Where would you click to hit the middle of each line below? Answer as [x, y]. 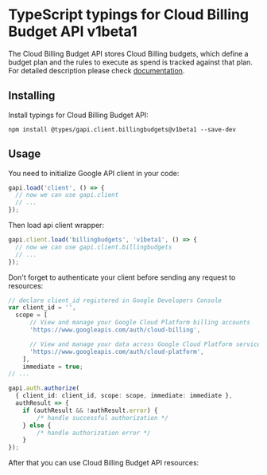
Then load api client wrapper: [56, 226]
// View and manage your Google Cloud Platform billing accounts [139, 323]
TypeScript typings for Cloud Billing [128, 15]
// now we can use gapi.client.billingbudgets [94, 247]
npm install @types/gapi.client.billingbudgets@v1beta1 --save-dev [122, 129]
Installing [32, 96]
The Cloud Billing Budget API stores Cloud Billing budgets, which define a [128, 53]
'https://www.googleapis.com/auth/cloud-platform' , [116, 351]
